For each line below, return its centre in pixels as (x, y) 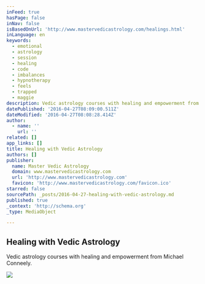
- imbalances (29, 75)
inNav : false (23, 23)
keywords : (19, 40)
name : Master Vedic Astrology (50, 166)
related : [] (21, 138)
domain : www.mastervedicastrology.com (62, 172)
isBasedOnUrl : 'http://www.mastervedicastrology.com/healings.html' (96, 29)
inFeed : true (23, 12)
